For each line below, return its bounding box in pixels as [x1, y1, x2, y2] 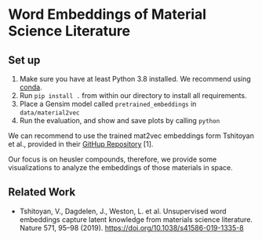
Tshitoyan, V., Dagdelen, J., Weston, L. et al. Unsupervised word [19, 206, 227, 216]
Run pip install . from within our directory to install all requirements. [19, 91, 247, 100]
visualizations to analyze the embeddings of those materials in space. [8, 163, 233, 172]
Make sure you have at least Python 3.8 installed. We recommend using [19, 75, 251, 83]
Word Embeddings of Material [8, 5, 206, 24]
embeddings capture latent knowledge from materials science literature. [19, 214, 253, 224]
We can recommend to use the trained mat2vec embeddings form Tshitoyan [8, 131, 255, 140]
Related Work [8, 186, 76, 199]
